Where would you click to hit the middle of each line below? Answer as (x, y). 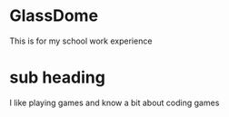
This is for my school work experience (81, 41)
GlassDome (54, 16)
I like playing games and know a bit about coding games (114, 102)
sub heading (58, 78)
